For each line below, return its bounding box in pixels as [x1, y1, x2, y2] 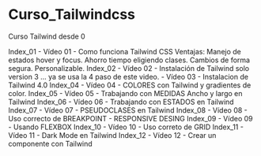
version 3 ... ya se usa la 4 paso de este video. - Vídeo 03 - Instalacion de [8, 72, 249, 81]
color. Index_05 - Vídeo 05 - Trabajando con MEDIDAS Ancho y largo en [8, 88, 243, 98]
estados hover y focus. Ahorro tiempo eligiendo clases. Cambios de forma [8, 55, 251, 65]
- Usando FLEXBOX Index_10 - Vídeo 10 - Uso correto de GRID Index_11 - [8, 122, 244, 132]
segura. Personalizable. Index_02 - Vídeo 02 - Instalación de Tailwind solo [8, 63, 250, 72]
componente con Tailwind [8, 139, 93, 148]
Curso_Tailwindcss [8, 6, 136, 24]
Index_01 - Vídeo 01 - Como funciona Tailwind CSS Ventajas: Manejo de [8, 46, 241, 56]
